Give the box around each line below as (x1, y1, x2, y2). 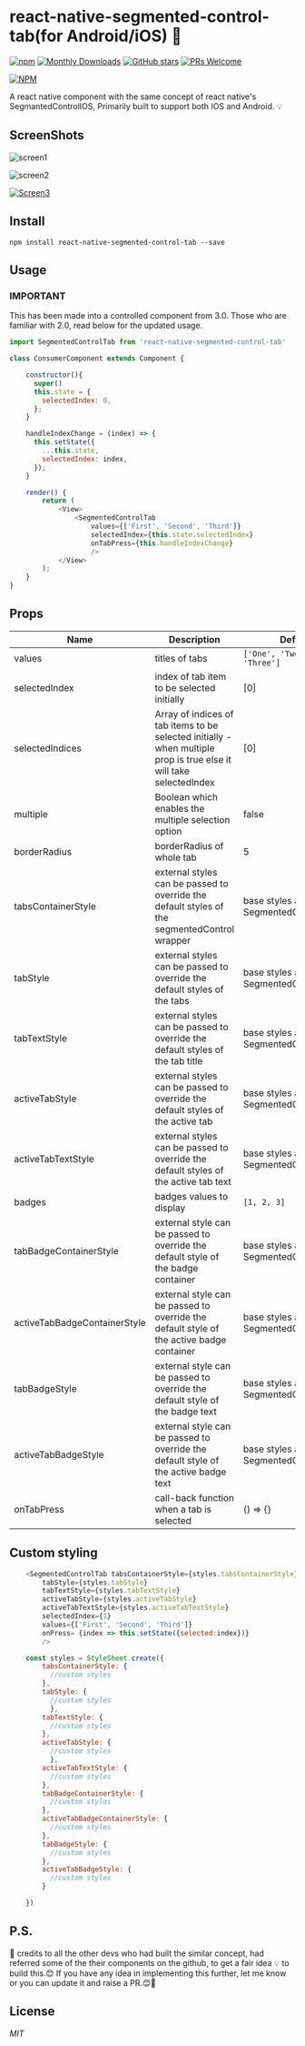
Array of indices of (154, 707, 234, 720)
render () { (25, 488, 67, 497)
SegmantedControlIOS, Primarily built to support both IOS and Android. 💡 (9, 100, 283, 111)
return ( (42, 496, 75, 506)
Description (168, 633, 221, 645)
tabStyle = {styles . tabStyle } (42, 1577, 148, 1587)
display (154, 1201, 186, 1214)
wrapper (154, 934, 192, 947)
